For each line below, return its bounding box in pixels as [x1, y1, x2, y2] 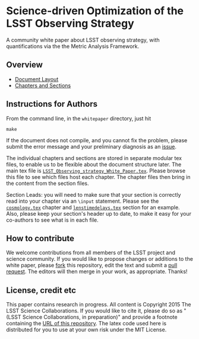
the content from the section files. [6, 180, 89, 187]
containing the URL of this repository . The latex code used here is [6, 320, 167, 327]
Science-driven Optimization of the [6, 4, 184, 18]
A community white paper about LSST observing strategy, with [6, 36, 160, 43]
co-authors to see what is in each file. [6, 216, 99, 223]
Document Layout [14, 75, 59, 82]
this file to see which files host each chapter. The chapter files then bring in [6, 173, 191, 180]
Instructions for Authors [6, 99, 98, 109]
